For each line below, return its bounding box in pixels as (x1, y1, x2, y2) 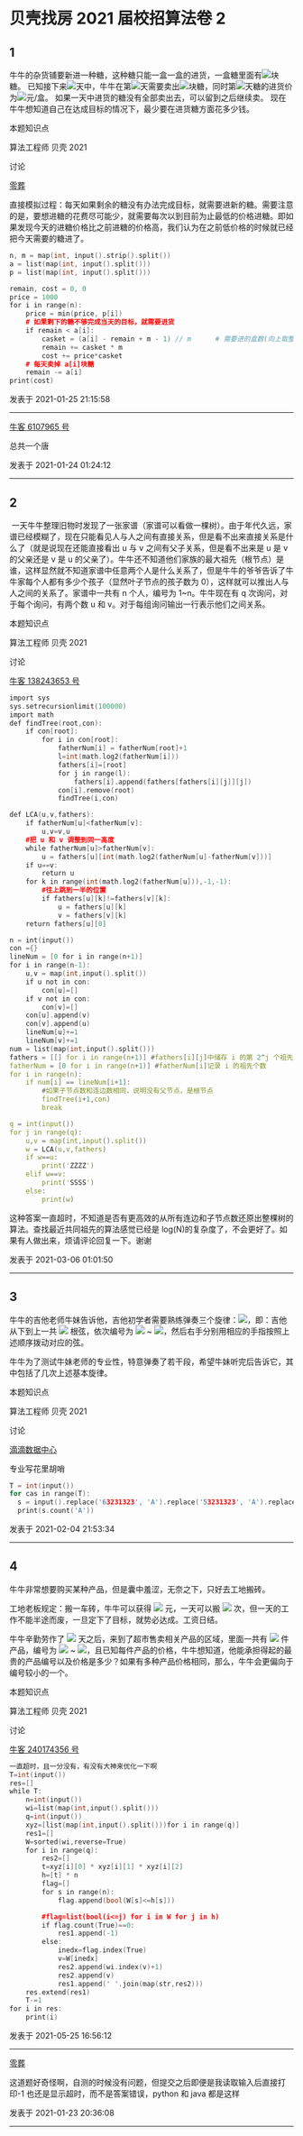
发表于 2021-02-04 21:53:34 (9, 1524, 115, 1534)
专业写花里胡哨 (9, 1462, 65, 1474)
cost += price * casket (41, 351, 124, 361)
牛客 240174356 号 (9, 1744, 79, 1755)
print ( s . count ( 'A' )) (17, 1507, 95, 1516)
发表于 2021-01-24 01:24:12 (9, 460, 111, 471)
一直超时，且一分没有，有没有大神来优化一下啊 (9, 1762, 158, 1771)
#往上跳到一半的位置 (41, 885, 106, 895)
